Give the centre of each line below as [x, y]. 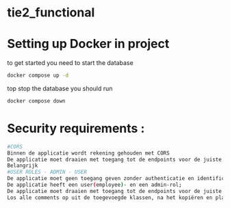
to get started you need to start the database [70, 63]
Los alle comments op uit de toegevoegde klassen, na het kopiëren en [110, 197]
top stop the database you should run [60, 88]
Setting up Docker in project [88, 44]
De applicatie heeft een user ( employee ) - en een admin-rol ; [95, 185]
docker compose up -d [38, 76]
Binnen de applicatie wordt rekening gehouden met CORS [88, 153]
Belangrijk [23, 166]
